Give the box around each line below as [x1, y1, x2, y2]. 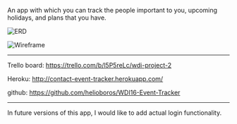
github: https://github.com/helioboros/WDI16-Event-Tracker [7, 88, 181, 97]
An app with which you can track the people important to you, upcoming [7, 6, 217, 14]
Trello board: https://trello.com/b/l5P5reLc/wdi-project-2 [7, 61, 172, 69]
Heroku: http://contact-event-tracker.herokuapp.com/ [7, 75, 164, 83]
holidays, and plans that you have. [7, 13, 107, 22]
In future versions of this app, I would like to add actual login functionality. [7, 108, 222, 117]
